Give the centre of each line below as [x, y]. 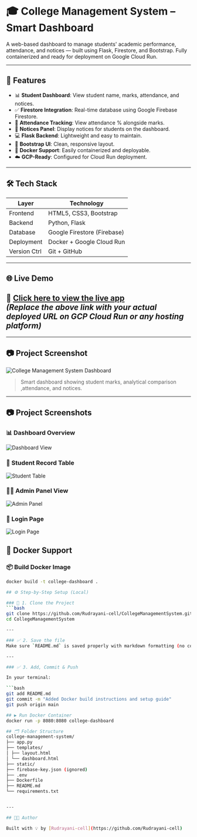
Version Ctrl [26, 251]
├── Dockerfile [25, 781]
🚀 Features [26, 81]
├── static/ [21, 764]
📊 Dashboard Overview [40, 432]
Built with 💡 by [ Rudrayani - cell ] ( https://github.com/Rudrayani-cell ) [94, 828]
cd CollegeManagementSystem [40, 619]
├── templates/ [25, 748]
